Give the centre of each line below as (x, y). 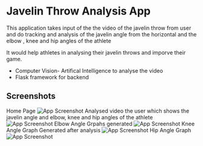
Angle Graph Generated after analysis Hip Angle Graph (99, 130)
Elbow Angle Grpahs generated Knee (124, 124)
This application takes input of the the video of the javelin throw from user (99, 28)
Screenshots (31, 96)
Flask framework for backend (52, 77)
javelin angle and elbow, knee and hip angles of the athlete (80, 117)
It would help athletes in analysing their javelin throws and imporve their (96, 52)
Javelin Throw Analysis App (78, 11)
